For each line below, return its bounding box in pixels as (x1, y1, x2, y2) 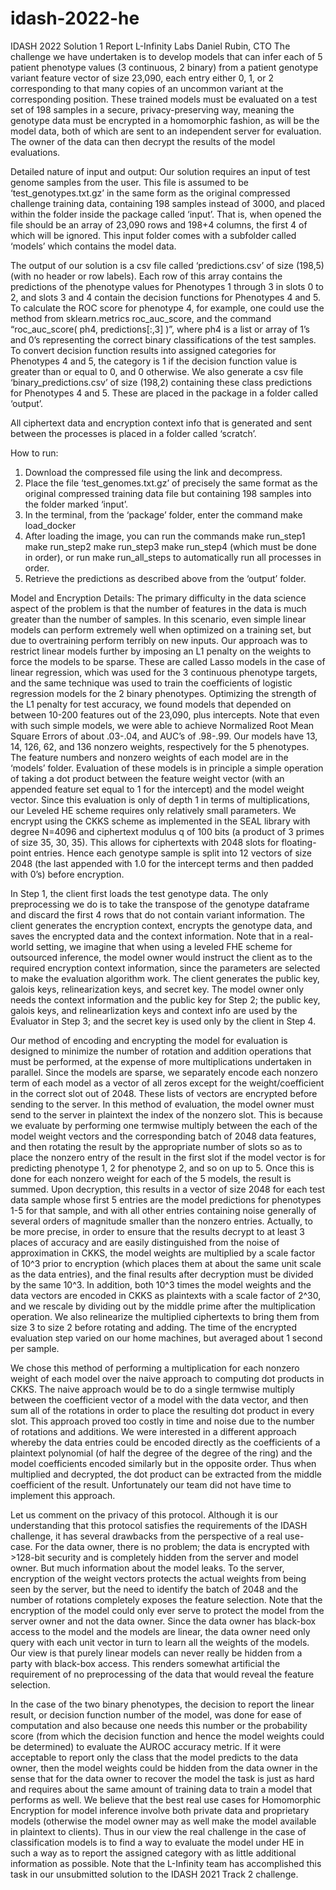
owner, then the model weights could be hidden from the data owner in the (10, 1762, 318, 1774)
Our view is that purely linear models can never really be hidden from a (10, 1647, 303, 1659)
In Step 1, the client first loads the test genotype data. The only (10, 887, 269, 899)
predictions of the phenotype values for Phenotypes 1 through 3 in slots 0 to (10, 280, 325, 292)
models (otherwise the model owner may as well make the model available (10, 1815, 317, 1827)
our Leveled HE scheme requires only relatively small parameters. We (10, 804, 297, 816)
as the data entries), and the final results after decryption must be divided (10, 1268, 314, 1280)
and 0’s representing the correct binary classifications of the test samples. (10, 333, 317, 346)
